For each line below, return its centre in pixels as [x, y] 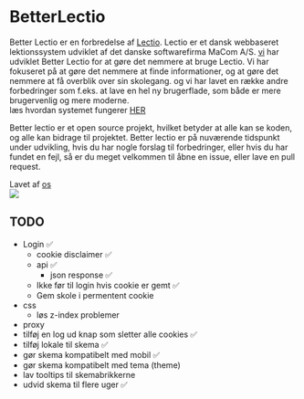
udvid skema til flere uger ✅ [75, 384]
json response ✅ [81, 275]
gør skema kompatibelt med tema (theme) [101, 365]
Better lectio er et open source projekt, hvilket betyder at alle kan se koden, [151, 127]
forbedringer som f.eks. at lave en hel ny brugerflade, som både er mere [145, 90]
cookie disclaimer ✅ [74, 254]
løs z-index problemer [78, 315]
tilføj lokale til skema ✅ [65, 344]
